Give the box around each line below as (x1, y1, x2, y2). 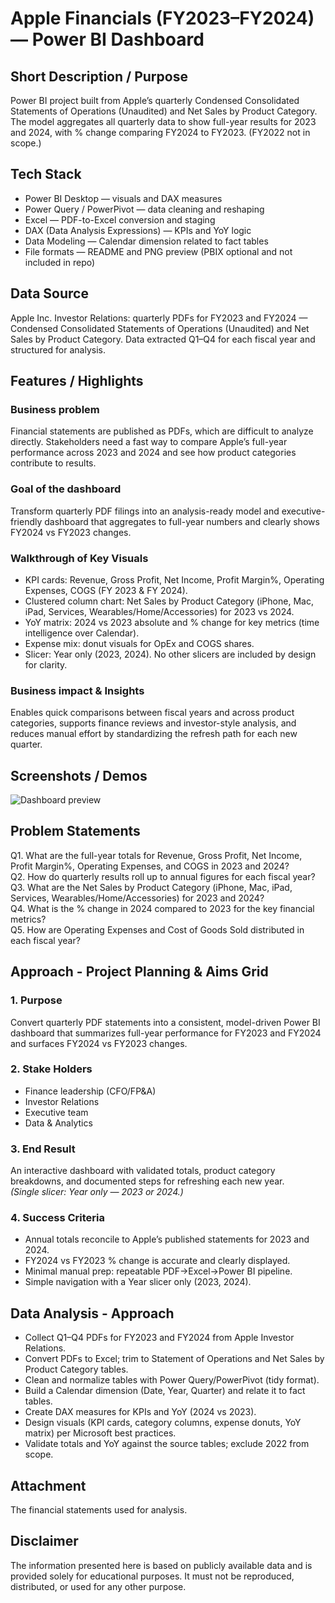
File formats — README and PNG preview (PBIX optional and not (24, 245, 293, 257)
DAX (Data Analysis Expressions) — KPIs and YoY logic (24, 224, 252, 236)
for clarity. (24, 658, 68, 671)
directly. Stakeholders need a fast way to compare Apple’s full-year (10, 436, 288, 448)
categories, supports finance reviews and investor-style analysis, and (10, 717, 297, 729)
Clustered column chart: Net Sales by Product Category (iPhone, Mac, (24, 595, 314, 607)
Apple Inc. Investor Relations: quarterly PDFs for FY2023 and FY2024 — (10, 312, 308, 324)
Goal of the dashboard (10, 482, 122, 496)
